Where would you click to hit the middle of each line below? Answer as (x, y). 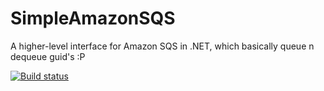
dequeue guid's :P (48, 56)
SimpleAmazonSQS (93, 18)
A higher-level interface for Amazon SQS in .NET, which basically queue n (162, 46)
